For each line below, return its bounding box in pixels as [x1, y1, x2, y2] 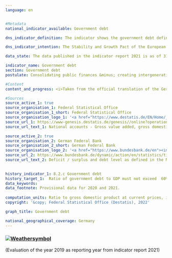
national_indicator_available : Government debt [5, 26, 109, 31]
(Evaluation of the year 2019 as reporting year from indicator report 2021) [5, 247, 160, 253]
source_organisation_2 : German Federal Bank [5, 138, 102, 143]
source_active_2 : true [5, 134, 54, 139]
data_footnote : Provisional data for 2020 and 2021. [5, 185, 120, 191]
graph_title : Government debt [5, 209, 70, 214]
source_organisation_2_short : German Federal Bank [5, 143, 116, 148]
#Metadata [5, 21, 27, 26]
